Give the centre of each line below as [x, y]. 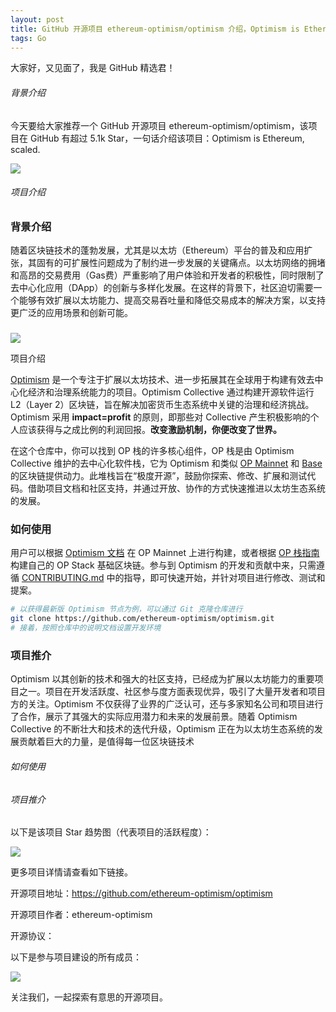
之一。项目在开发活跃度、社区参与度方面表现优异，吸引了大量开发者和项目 [172, 692]
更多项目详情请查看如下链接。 [71, 872]
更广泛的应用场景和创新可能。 [71, 313]
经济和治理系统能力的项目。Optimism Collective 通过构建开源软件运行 [171, 392]
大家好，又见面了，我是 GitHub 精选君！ [93, 68]
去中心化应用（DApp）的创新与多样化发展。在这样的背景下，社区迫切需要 [162, 288]
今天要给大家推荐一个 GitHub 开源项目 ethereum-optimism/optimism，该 [159, 125]
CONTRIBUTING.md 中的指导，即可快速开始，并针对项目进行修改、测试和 [173, 578]
